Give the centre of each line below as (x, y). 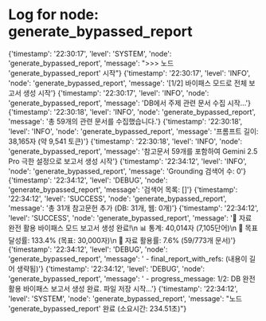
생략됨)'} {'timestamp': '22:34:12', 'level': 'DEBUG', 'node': (111, 268)
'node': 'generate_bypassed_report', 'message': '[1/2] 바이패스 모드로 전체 (128, 83)
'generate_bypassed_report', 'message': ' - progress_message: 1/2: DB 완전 (132, 278)
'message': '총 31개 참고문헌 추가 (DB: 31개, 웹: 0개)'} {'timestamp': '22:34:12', (133, 208)
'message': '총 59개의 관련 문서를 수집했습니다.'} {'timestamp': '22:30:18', (125, 121)
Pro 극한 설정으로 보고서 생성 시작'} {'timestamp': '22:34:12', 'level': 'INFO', (127, 161)
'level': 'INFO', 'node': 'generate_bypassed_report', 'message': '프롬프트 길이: (133, 131)
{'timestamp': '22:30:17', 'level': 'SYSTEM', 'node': (90, 53)
